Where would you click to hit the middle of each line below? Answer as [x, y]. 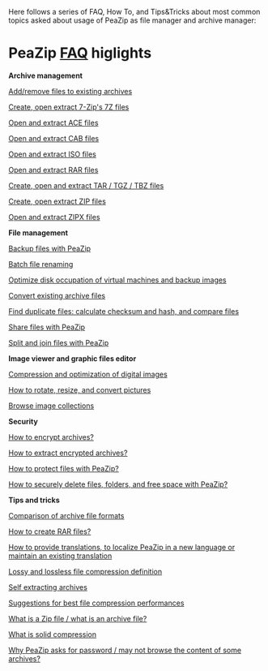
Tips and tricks [34, 500]
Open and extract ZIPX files [54, 217]
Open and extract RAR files [53, 170]
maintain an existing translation [60, 556]
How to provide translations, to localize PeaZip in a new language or [122, 547]
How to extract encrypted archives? [68, 453]
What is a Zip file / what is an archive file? [78, 618]
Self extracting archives [48, 587]
